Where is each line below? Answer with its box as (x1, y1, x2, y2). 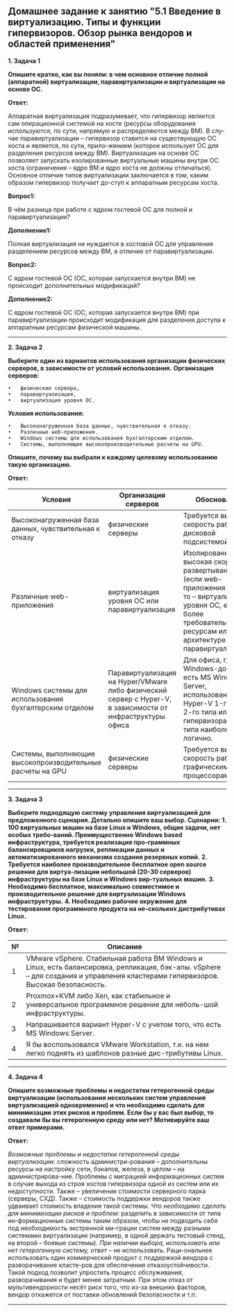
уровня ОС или (108, 596, 159, 606)
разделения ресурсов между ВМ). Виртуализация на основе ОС (8, 149, 200, 157)
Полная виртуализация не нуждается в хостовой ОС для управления (8, 239, 214, 248)
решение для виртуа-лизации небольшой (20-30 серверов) (8, 867, 192, 875)
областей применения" (8, 38, 116, 50)
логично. (183, 733, 213, 743)
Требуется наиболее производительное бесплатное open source (8, 860, 207, 868)
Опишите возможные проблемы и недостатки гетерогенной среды (8, 1086, 215, 1094)
